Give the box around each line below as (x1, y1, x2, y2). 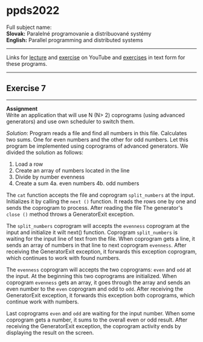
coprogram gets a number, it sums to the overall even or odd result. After (6, 316, 188, 323)
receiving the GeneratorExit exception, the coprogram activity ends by (6, 322, 181, 329)
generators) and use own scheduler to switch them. (6, 118, 135, 125)
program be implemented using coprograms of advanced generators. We (6, 142, 188, 150)
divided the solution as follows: (6, 148, 83, 156)
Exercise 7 (6, 83, 47, 93)
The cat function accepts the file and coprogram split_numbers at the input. (6, 191, 195, 198)
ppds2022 (6, 4, 60, 17)
